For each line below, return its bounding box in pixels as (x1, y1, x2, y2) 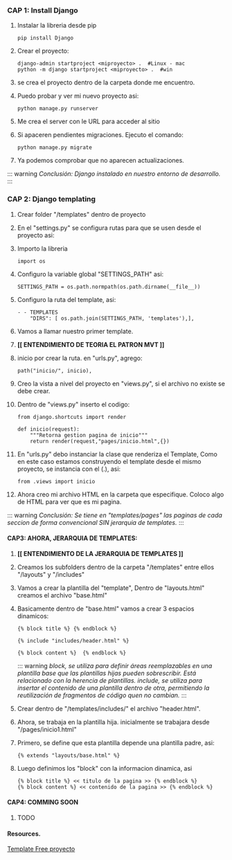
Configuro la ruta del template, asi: (17, 295, 116, 303)
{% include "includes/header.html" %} (17, 637, 130, 644)
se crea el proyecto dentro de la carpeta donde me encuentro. (17, 78, 195, 87)
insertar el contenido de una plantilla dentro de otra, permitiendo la (17, 683, 210, 692)
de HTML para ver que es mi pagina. (17, 497, 122, 505)
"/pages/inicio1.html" (17, 725, 78, 733)
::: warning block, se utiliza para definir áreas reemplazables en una (17, 661, 213, 670)
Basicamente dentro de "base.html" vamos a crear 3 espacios (17, 604, 195, 613)
